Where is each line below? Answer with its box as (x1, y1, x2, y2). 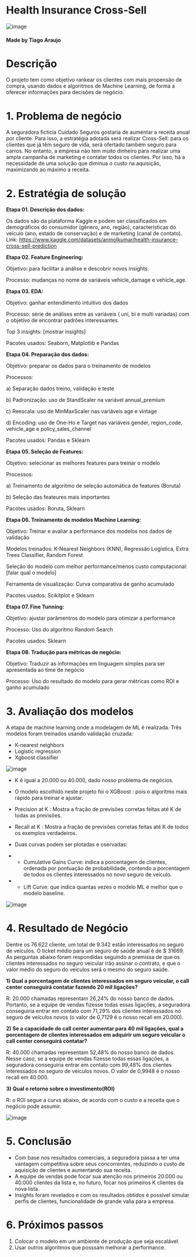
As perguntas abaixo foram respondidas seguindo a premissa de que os (6, 954, 180, 961)
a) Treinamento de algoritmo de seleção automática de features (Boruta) (6, 482, 181, 489)
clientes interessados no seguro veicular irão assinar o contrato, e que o (6, 960, 181, 967)
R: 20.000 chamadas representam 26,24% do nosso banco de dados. (6, 995, 175, 1002)
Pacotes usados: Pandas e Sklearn (6, 437, 90, 444)
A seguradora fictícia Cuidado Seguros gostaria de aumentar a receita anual (6, 129, 190, 136)
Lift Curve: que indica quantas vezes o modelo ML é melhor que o (23, 884, 183, 891)
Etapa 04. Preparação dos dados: (6, 351, 89, 358)
